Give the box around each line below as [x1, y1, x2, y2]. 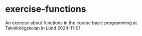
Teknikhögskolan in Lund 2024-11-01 [5, 25, 81, 31]
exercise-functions [5, 3, 86, 15]
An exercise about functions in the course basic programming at [5, 20, 137, 26]
